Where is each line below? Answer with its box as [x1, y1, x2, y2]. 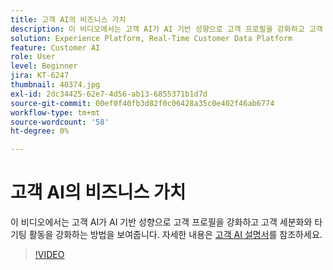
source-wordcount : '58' [10, 117, 110, 127]
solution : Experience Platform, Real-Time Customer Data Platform [10, 33, 293, 43]
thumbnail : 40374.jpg [10, 80, 101, 90]
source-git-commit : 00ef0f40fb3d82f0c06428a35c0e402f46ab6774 [10, 98, 275, 108]
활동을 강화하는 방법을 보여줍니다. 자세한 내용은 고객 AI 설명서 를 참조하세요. [28, 229, 323, 241]
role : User [10, 52, 56, 62]
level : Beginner [10, 61, 78, 71]
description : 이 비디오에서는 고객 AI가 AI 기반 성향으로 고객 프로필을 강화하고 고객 [10, 24, 323, 34]
